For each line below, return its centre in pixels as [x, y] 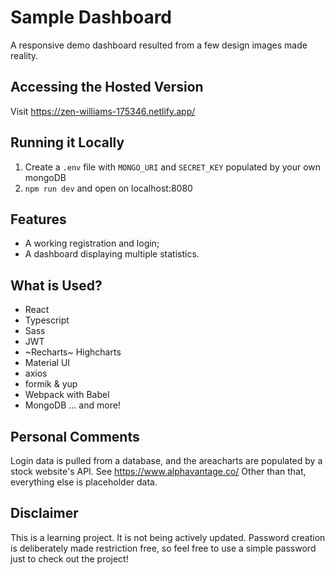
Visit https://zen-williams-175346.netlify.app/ [103, 111]
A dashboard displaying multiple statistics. [112, 254]
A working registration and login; [92, 243]
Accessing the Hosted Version [107, 87]
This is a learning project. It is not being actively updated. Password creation [168, 537]
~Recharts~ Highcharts [73, 352]
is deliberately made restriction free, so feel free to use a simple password [163, 548]
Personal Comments [75, 436]
